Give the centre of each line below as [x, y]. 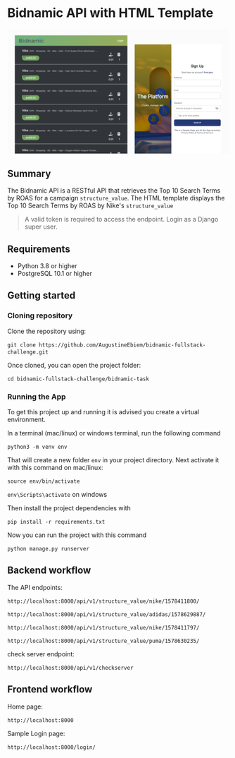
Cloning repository [40, 315]
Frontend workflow [50, 690]
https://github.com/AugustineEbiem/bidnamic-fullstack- [122, 345]
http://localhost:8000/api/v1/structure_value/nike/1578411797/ [103, 627]
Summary [29, 173]
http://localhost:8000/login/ [52, 747]
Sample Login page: [36, 733]
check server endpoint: [41, 654]
